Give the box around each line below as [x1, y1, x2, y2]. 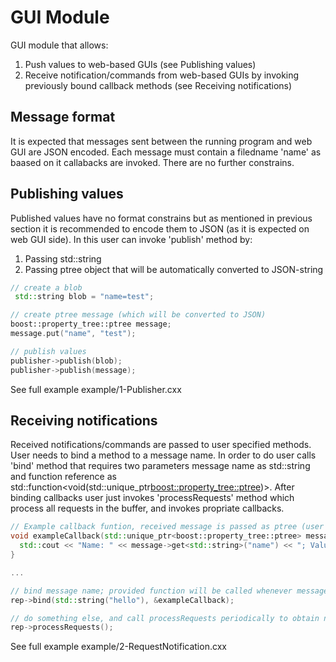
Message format [10, 109, 116, 126]
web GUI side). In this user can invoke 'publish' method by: [10, 233, 253, 245]
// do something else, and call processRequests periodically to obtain [10, 613, 320, 623]
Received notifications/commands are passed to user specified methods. [10, 439, 312, 451]
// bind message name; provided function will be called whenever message [10, 586, 329, 596]
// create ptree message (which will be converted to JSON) [10, 310, 267, 320]
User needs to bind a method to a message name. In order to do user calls [10, 449, 317, 461]
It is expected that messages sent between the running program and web [10, 135, 313, 147]
